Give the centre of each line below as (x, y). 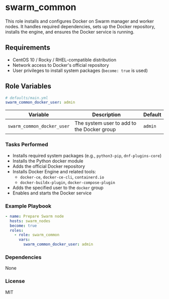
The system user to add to (106, 123)
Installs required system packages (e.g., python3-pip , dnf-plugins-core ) (87, 155)
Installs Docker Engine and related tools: (54, 171)
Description (107, 115)
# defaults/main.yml (27, 98)
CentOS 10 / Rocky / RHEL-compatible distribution (64, 60)
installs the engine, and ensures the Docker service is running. (70, 32)
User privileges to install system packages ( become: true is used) (80, 70)
